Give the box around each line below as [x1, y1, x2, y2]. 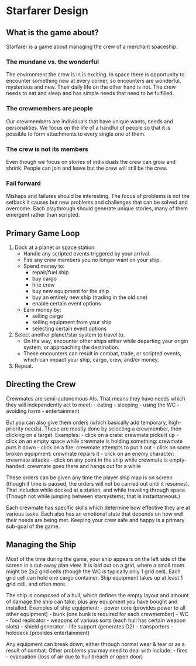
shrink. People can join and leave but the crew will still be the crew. [6, 164, 168, 171]
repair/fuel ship [32, 269, 69, 275]
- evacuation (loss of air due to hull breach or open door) [6, 653, 143, 660]
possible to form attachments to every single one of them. [6, 130, 146, 137]
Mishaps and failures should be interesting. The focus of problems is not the [6, 193, 190, 200]
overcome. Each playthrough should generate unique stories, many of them [6, 205, 188, 212]
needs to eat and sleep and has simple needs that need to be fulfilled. [6, 90, 174, 97]
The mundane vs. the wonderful [6, 58, 99, 66]
